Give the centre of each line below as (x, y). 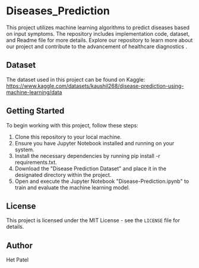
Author (19, 245)
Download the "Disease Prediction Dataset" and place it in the (90, 169)
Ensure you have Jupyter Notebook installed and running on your (94, 143)
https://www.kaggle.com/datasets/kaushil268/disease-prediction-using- (95, 86)
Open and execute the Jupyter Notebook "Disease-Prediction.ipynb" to (102, 181)
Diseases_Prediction (58, 11)
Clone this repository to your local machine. (68, 137)
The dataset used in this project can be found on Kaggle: (76, 79)
